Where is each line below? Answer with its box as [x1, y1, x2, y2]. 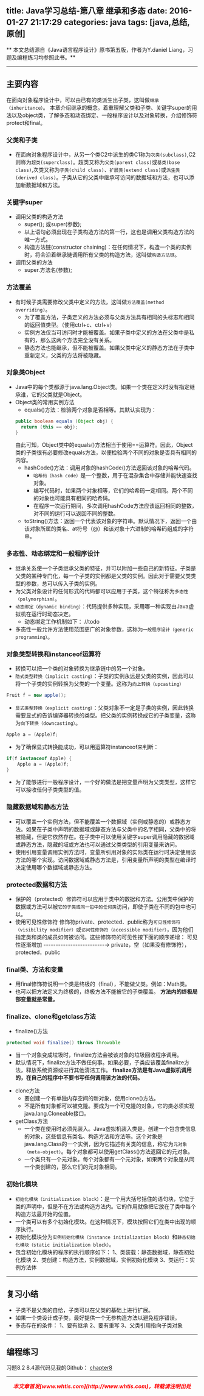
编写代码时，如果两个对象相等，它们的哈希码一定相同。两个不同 [33, 487, 193, 494]
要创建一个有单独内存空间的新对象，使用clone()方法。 [24, 1095, 160, 1102]
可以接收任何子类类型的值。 [15, 786, 85, 794]
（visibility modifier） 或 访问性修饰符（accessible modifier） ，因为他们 [15, 926, 194, 933]
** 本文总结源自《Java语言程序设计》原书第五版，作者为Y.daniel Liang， [6, 46, 188, 53]
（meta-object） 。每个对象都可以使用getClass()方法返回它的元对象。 [24, 1148, 193, 1155]
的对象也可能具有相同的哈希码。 [33, 494, 114, 502]
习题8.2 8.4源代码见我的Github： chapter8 [6, 1364, 113, 1372]
